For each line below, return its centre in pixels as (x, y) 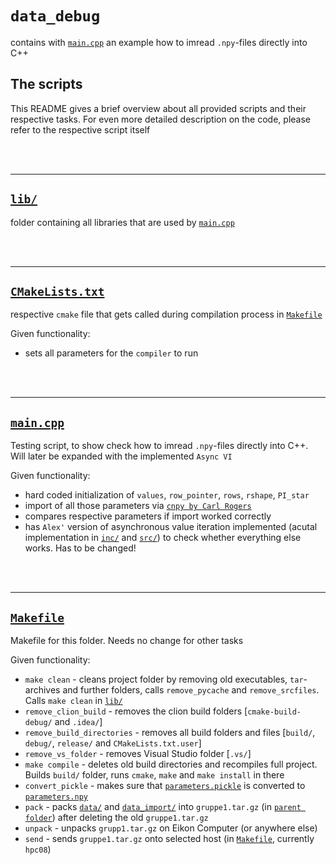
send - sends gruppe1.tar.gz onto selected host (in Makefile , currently (169, 838)
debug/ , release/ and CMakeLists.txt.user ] (113, 743)
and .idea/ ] (78, 721)
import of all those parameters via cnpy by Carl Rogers (138, 506)
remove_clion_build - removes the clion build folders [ (136, 711)
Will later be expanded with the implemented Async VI (121, 456)
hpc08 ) (38, 849)
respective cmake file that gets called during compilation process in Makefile (166, 314)
